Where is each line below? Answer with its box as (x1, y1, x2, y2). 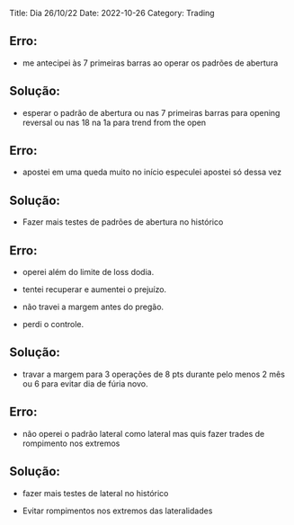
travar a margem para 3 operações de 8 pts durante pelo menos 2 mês (22, 369, 286, 379)
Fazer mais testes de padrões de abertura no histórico (22, 217, 224, 227)
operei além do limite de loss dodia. (22, 267, 155, 278)
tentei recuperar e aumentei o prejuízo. (22, 284, 167, 295)
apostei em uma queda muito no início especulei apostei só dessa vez (22, 166, 282, 178)
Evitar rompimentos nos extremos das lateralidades (22, 505, 213, 516)
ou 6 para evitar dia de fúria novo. (22, 378, 148, 389)
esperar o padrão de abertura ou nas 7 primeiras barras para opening (22, 107, 281, 118)
